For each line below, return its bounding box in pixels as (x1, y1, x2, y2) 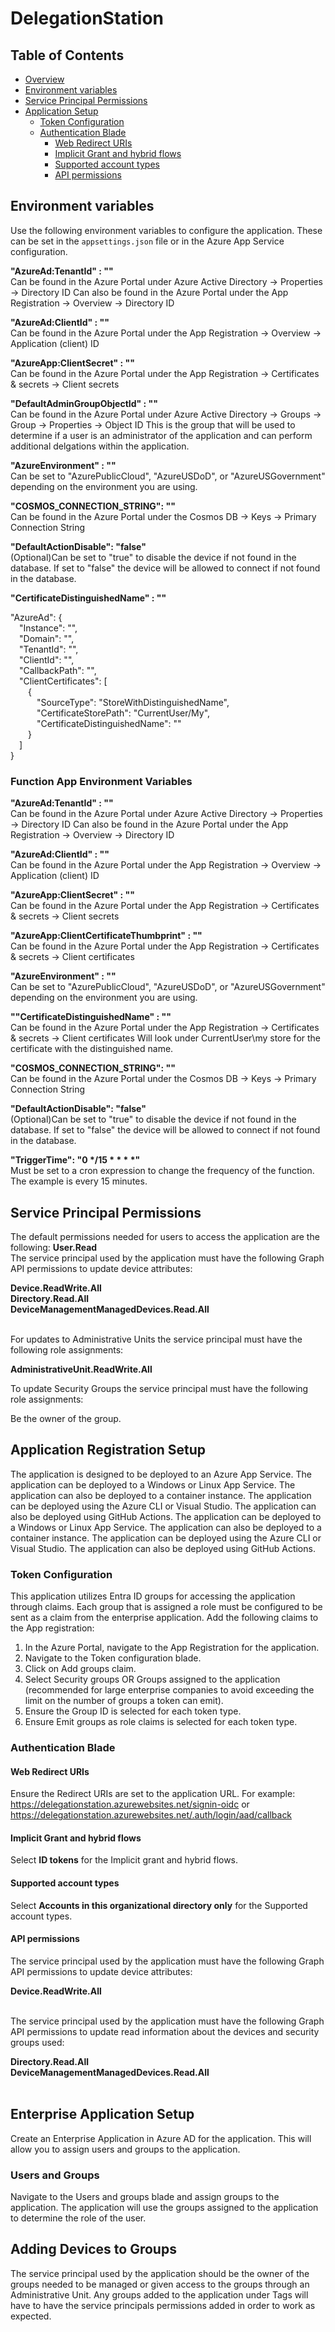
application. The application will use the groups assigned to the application (10, 2201, 319, 2213)
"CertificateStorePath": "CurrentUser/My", (36, 707, 211, 719)
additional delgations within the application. (10, 440, 190, 452)
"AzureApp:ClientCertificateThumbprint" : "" (10, 930, 203, 942)
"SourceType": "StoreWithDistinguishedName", (36, 696, 230, 708)
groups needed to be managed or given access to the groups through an (10, 2278, 310, 2290)
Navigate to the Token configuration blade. (24, 1652, 202, 1664)
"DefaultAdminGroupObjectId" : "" (10, 397, 159, 409)
